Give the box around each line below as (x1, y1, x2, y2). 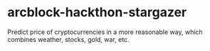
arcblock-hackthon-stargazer (7, 4, 187, 21)
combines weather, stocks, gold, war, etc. (7, 35, 130, 43)
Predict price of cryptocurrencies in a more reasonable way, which (7, 28, 203, 36)
